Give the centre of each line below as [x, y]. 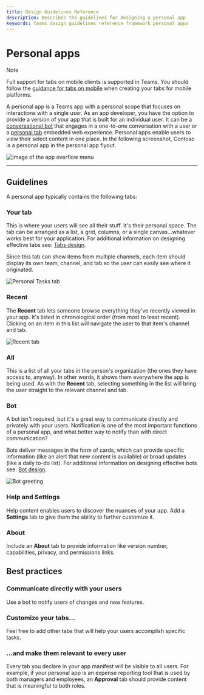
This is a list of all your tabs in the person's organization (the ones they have [102, 371]
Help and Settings [33, 497]
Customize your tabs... [41, 618]
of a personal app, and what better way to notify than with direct [87, 432]
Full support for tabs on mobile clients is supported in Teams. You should [97, 82]
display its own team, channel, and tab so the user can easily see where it [99, 263]
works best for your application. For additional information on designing [96, 238]
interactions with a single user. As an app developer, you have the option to [100, 113]
